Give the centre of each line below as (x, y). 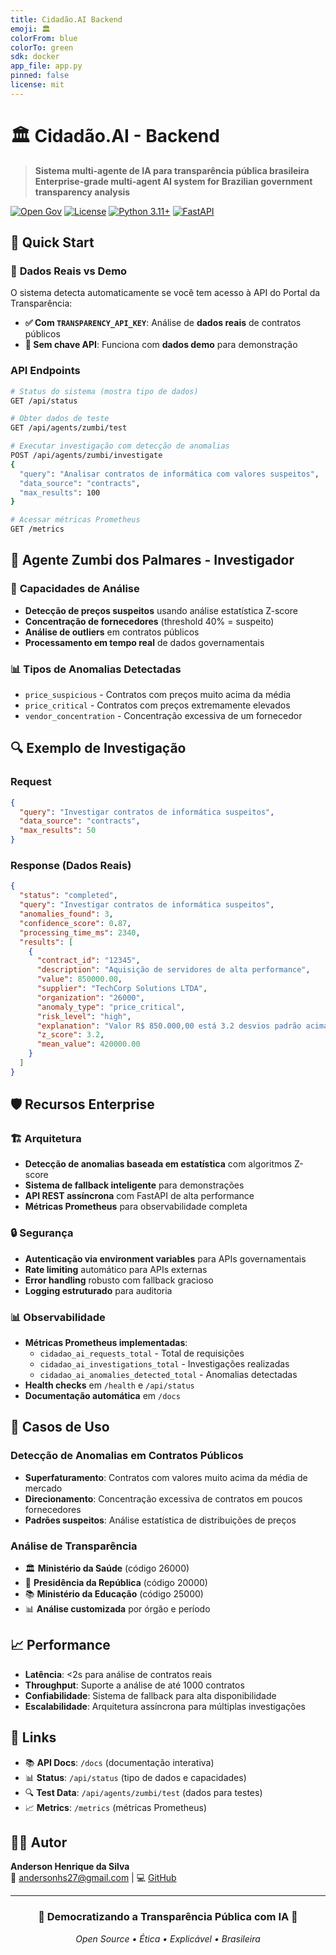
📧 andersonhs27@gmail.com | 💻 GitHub (93, 1878)
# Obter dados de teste (60, 419)
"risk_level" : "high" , (84, 1016)
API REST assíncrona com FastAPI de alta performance (139, 1196)
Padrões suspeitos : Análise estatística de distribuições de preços (160, 1520)
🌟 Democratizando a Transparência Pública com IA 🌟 (168, 1917)
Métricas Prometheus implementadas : (106, 1343)
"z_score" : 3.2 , (70, 1035)
